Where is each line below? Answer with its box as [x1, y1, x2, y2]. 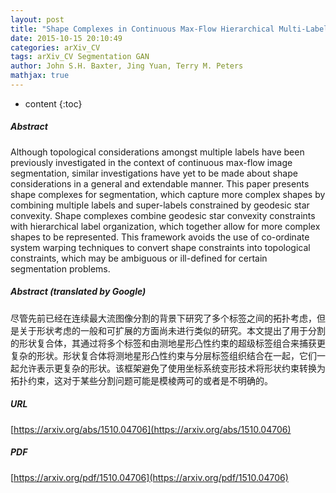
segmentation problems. [10, 262, 111, 275]
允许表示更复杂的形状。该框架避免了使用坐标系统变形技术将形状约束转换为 [18, 362, 326, 374]
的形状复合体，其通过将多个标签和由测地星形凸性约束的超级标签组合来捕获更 [10, 337, 326, 349]
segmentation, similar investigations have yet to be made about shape [10, 167, 298, 179]
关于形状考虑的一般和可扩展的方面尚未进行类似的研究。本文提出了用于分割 [18, 324, 326, 336]
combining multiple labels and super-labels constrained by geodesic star [10, 199, 310, 211]
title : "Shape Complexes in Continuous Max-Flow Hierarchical [10, 24, 275, 34]
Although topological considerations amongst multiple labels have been [10, 146, 305, 158]
